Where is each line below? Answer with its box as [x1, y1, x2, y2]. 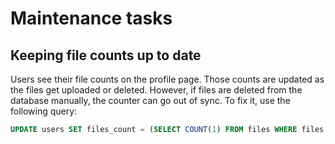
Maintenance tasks [10, 7, 173, 30]
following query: [10, 105, 78, 117]
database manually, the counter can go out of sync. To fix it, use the [10, 95, 291, 106]
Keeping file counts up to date [10, 47, 202, 64]
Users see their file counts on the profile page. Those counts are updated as [10, 73, 325, 85]
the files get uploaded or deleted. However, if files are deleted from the [10, 84, 303, 96]
